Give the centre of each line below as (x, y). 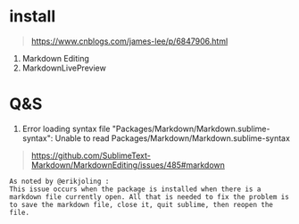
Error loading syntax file (66, 129)
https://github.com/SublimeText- (91, 155)
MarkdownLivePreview (64, 68)
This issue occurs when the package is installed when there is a (135, 189)
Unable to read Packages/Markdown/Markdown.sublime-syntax (172, 138)
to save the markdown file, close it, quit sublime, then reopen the (141, 204)
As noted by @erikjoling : (59, 181)
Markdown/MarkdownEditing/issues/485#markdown (128, 165)
